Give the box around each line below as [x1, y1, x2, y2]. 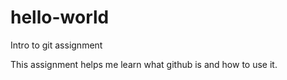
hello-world [10, 6, 110, 29]
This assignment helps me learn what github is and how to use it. [10, 58, 278, 70]
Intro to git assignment [10, 39, 103, 51]
